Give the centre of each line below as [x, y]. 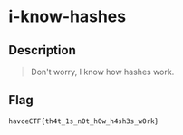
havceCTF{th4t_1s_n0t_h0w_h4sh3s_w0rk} [84, 121]
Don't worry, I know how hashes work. [102, 72]
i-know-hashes [67, 17]
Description [42, 50]
